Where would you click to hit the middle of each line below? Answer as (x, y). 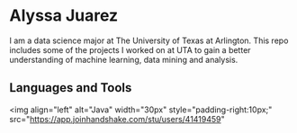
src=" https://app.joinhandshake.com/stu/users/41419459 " (117, 119)
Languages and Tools (71, 88)
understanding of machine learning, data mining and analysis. (124, 59)
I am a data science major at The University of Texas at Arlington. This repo (149, 40)
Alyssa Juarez (64, 16)
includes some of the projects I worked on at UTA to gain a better (130, 49)
